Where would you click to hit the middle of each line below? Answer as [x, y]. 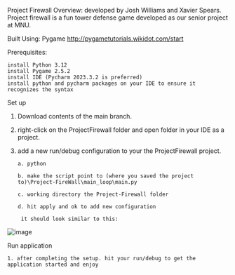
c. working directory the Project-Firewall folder [93, 194]
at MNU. [19, 25]
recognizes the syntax [40, 90]
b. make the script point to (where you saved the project [106, 176]
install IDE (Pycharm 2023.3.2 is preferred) [75, 77]
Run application [30, 246]
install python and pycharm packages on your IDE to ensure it [102, 83]
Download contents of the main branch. [74, 116]
